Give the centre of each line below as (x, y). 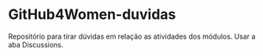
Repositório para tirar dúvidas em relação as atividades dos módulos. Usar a (132, 36)
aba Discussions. (36, 44)
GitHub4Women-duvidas (92, 15)
